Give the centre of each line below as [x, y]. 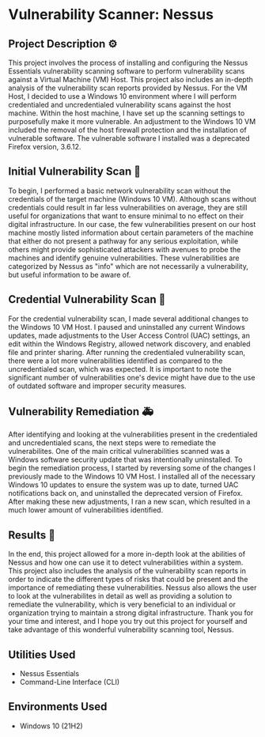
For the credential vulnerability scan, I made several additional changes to [129, 319]
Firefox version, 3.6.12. [45, 147]
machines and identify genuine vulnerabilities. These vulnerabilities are [124, 258]
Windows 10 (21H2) [51, 726]
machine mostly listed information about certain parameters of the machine [131, 232]
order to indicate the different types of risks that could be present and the [128, 580]
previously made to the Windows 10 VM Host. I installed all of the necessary [132, 477]
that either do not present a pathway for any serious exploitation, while [123, 241]
